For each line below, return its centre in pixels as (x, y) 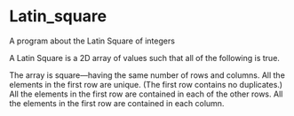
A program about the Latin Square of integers (92, 41)
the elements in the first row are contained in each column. (117, 103)
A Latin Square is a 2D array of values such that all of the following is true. (144, 58)
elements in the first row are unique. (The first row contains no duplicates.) (146, 84)
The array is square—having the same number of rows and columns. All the (147, 75)
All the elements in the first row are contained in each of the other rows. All (146, 94)
